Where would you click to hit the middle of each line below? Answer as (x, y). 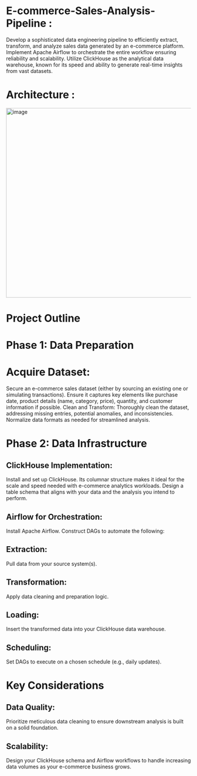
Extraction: (27, 549)
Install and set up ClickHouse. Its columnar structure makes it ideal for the (95, 480)
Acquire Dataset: (48, 372)
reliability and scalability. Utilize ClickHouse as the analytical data (85, 58)
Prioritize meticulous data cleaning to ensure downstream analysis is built (95, 721)
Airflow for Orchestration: (54, 517)
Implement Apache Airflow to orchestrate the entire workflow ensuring (91, 52)
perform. (17, 498)
